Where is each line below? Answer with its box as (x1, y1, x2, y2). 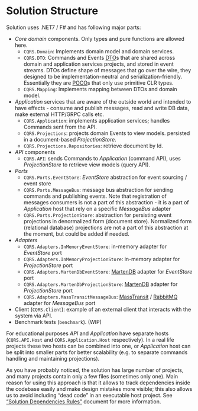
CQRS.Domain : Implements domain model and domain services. (23, 47, 174, 54)
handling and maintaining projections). (6, 355, 100, 362)
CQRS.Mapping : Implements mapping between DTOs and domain (23, 85, 177, 92)
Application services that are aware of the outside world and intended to (14, 98, 191, 105)
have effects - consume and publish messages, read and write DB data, (14, 104, 189, 111)
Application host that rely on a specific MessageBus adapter (23, 205, 171, 212)
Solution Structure (6, 4, 99, 18)
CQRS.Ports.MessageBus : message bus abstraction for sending (23, 186, 173, 193)
